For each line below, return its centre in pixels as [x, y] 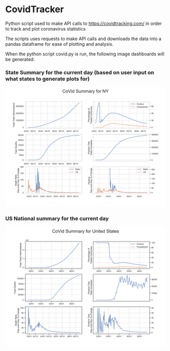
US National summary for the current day [57, 218]
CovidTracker [35, 9]
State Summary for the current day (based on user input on [80, 72]
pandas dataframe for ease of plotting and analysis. [59, 44]
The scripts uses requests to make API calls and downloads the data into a [83, 39]
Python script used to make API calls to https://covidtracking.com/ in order [83, 23]
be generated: [20, 59]
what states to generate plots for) [48, 79]
